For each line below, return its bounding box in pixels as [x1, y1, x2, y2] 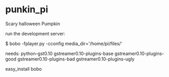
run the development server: [5, 30, 66, 36]
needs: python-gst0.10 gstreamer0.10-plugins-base [5, 50, 114, 56]
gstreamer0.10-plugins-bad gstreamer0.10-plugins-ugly [17, 55, 135, 62]
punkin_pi [5, 4, 49, 15]
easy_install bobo [5, 66, 42, 72]
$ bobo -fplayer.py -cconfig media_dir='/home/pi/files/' [5, 40, 122, 47]
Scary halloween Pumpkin [5, 21, 60, 27]
